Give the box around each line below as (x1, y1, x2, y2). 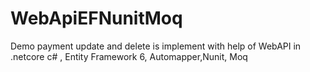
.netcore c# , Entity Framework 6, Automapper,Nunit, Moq (10, 50, 248, 62)
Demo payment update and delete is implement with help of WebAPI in (10, 40, 302, 52)
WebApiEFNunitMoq (10, 7, 183, 30)
